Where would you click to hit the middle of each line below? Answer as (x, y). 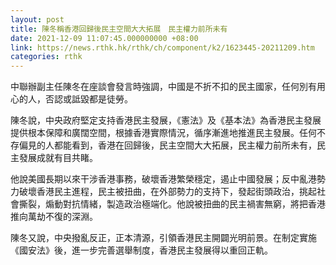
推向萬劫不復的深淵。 (54, 217)
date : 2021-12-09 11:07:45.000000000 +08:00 (104, 38)
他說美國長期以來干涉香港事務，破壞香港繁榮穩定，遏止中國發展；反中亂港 (163, 179)
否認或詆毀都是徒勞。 (88, 99)
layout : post (37, 19)
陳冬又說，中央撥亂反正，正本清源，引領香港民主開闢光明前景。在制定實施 (163, 238)
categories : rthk (46, 57)
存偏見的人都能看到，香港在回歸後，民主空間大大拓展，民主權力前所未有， (163, 145)
